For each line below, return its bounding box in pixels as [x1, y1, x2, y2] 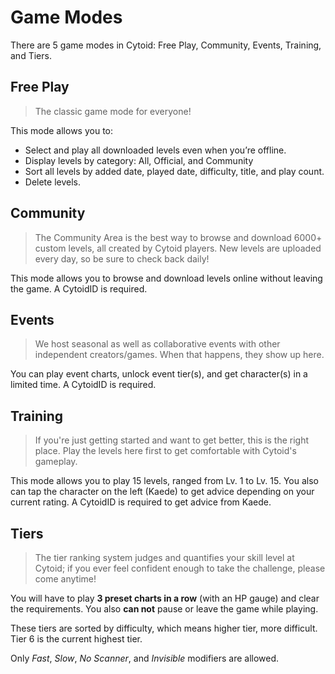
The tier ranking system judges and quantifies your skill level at [34, 552, 295, 563]
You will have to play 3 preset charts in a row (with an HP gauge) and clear [10, 592, 320, 604]
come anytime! [34, 573, 97, 585]
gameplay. [34, 456, 78, 468]
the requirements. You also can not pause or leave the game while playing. [10, 603, 319, 615]
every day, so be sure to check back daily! [34, 252, 210, 265]
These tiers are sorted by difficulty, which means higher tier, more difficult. [10, 622, 318, 634]
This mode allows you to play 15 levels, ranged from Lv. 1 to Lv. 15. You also [10, 475, 319, 487]
